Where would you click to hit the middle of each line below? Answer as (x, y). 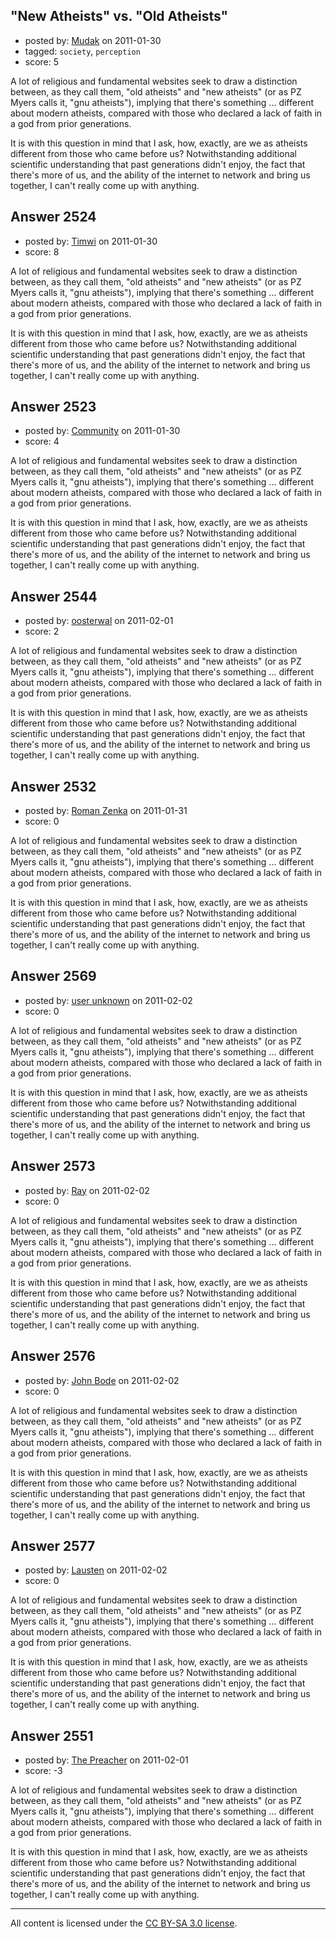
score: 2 (42, 631)
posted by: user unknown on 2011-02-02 (108, 1000)
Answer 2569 (53, 976)
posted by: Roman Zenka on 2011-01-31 (106, 811)
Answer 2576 (53, 1356)
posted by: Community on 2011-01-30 (102, 431)
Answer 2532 (53, 786)
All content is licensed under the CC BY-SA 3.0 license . (124, 1923)
